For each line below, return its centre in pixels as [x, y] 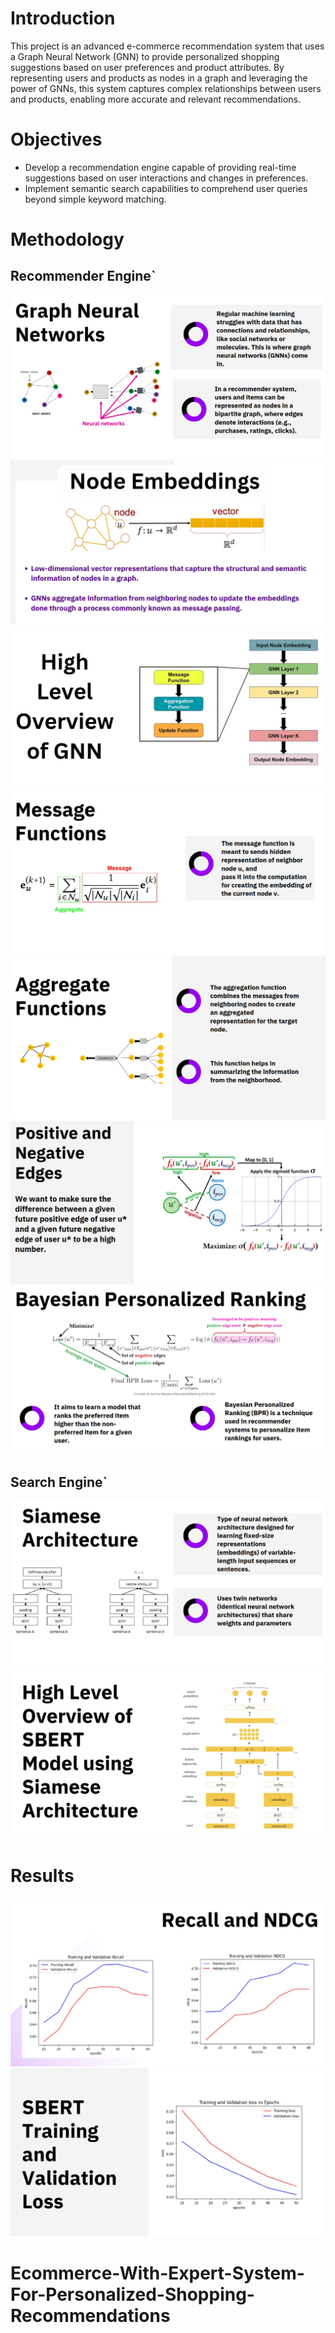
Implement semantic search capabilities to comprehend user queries [166, 188]
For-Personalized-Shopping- [132, 2294]
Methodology [67, 239]
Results [42, 1876]
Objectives [56, 139]
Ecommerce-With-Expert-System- [157, 2273]
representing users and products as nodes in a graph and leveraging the [159, 78]
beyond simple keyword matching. [95, 199]
